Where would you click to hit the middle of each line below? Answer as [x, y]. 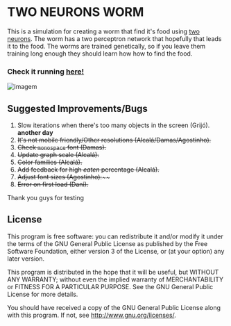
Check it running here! [46, 72]
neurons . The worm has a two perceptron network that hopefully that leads [114, 38]
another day [35, 133]
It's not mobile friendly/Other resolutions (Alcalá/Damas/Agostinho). [114, 140]
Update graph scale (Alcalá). [58, 155]
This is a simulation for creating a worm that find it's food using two [103, 31]
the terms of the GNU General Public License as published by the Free [108, 243]
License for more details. [43, 294]
